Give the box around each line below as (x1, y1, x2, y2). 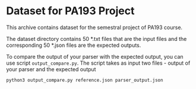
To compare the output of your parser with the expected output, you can (6, 53, 184, 60)
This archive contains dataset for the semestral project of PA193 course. (6, 24, 183, 31)
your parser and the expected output (6, 65, 96, 72)
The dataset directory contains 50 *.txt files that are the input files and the (6, 35, 187, 42)
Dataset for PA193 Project (6, 4, 135, 18)
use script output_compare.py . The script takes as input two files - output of (6, 59, 191, 66)
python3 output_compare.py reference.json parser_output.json (6, 77, 163, 83)
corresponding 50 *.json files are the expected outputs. (6, 42, 141, 49)
